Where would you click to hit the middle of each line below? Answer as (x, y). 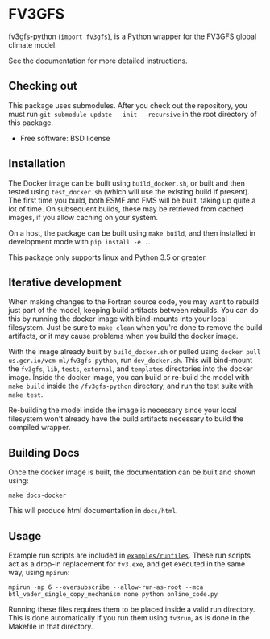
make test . (26, 395)
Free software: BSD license (65, 138)
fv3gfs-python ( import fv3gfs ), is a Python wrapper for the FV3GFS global (133, 36)
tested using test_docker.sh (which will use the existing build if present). (129, 191)
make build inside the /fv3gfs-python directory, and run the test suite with (131, 386)
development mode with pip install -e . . (79, 241)
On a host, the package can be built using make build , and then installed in (132, 233)
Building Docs (44, 453)
